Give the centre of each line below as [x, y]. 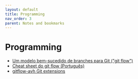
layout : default [22, 10]
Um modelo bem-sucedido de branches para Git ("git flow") [72, 61]
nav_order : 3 [18, 19]
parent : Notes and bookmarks [35, 23]
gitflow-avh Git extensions [39, 71]
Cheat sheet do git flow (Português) [48, 66]
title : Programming [25, 14]
